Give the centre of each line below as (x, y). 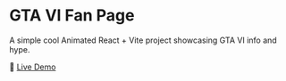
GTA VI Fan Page (72, 16)
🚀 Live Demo (33, 67)
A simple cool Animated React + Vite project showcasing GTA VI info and (143, 40)
